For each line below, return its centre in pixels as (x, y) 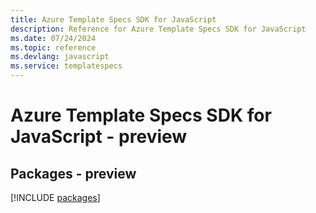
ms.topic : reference (53, 47)
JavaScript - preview (99, 137)
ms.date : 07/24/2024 (53, 38)
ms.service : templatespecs (66, 66)
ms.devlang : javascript (60, 57)
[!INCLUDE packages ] (55, 197)
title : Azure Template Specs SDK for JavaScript (113, 19)
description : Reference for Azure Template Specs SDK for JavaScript (158, 29)
